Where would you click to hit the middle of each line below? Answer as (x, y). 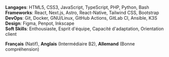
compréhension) (22, 49)
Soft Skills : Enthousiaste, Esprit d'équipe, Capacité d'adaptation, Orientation (84, 29)
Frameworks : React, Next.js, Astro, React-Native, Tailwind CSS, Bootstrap (82, 13)
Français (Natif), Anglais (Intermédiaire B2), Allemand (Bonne (70, 44)
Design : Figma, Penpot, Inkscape (40, 23)
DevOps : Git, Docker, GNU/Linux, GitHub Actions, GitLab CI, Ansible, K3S (81, 18)
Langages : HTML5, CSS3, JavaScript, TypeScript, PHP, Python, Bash (77, 7)
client (11, 34)
